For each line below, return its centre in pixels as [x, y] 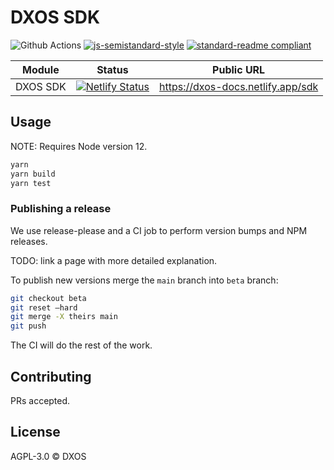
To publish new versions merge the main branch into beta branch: [144, 280]
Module [41, 69]
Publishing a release [61, 209]
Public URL [239, 69]
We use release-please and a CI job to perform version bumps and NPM [159, 230]
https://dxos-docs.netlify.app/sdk [239, 86]
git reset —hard [44, 307]
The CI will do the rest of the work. [81, 345]
